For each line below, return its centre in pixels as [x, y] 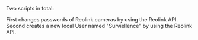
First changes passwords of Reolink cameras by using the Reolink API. [92, 19]
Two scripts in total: [30, 8]
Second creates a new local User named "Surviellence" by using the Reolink [99, 26]
